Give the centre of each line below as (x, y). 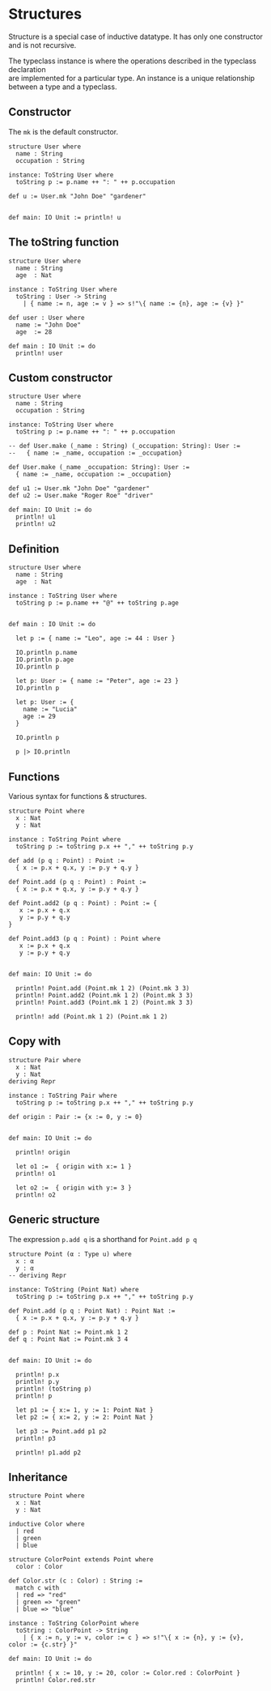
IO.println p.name (47, 653)
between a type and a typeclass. (63, 87)
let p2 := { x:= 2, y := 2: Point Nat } (85, 1417)
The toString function (64, 243)
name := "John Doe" (49, 325)
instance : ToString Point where (65, 839)
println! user (39, 353)
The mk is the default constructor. (64, 131)
